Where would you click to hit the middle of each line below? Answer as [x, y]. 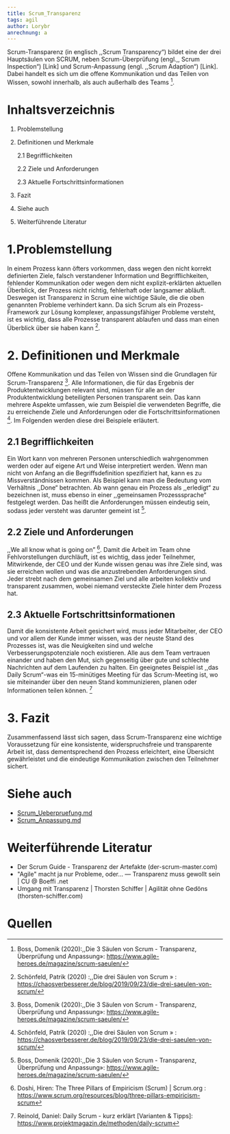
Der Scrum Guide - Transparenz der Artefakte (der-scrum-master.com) [117, 866]
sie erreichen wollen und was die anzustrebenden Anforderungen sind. [107, 571]
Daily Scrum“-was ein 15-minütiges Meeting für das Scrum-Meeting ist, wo [113, 675]
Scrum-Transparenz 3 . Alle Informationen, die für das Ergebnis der [101, 382]
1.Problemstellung [60, 250]
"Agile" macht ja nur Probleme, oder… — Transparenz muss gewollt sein [118, 874]
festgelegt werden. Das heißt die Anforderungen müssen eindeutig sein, [108, 502]
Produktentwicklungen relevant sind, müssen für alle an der [91, 390]
